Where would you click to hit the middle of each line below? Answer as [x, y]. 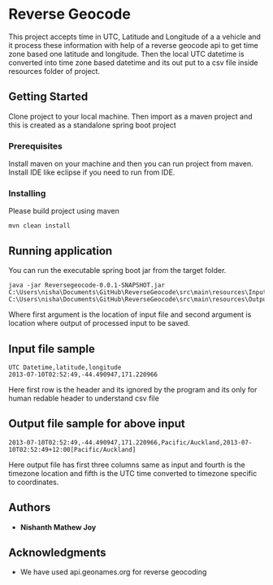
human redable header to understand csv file [84, 398]
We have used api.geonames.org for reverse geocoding [113, 572]
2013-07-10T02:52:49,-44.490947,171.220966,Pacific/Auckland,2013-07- [130, 442]
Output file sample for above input [97, 424]
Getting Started [48, 97]
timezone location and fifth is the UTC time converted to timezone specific [133, 473]
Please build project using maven [64, 211]
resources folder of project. [54, 71]
